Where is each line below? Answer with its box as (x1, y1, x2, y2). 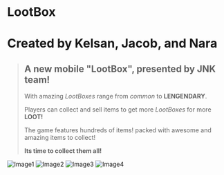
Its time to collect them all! (24, 147, 102, 155)
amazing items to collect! (24, 134, 96, 142)
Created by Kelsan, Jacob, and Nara (7, 36, 218, 52)
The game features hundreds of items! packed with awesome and (24, 126, 212, 134)
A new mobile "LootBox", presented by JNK (24, 63, 216, 74)
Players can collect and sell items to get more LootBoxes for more (24, 105, 212, 114)
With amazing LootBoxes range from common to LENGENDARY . (24, 92, 207, 101)
